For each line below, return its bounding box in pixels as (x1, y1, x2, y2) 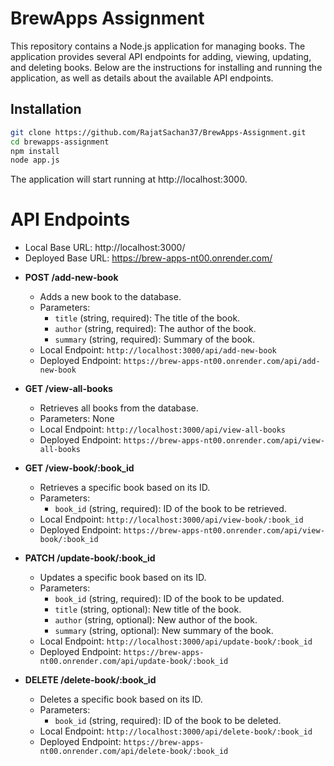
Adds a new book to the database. (39, 291, 182, 303)
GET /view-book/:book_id (24, 462, 135, 474)
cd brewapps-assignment (10, 137, 110, 147)
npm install (10, 146, 60, 156)
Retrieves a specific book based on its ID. (39, 482, 211, 494)
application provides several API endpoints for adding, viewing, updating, (10, 50, 312, 62)
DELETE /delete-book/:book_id (24, 674, 157, 686)
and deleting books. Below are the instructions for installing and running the (10, 61, 323, 73)
